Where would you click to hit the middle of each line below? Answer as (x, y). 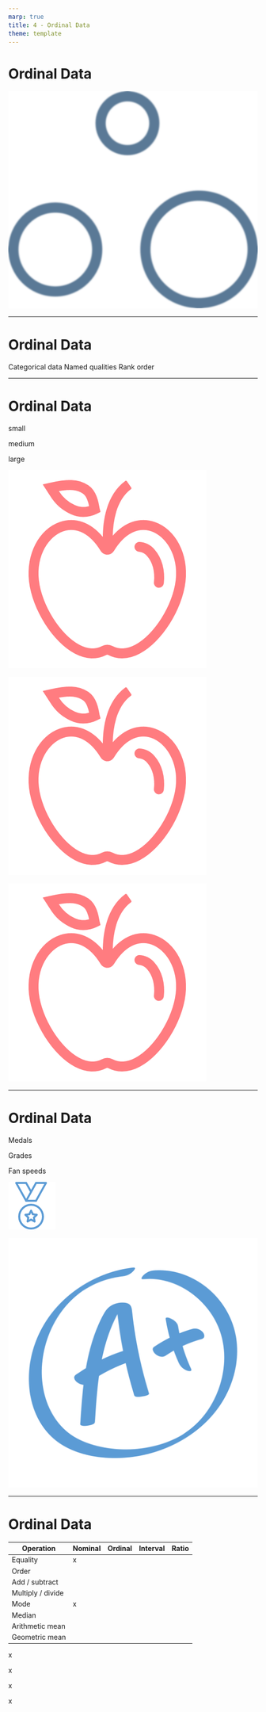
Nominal (87, 1549)
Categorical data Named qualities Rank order (82, 367)
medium (21, 443)
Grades (20, 1155)
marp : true (26, 17)
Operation (39, 1549)
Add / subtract (35, 1582)
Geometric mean (39, 1637)
